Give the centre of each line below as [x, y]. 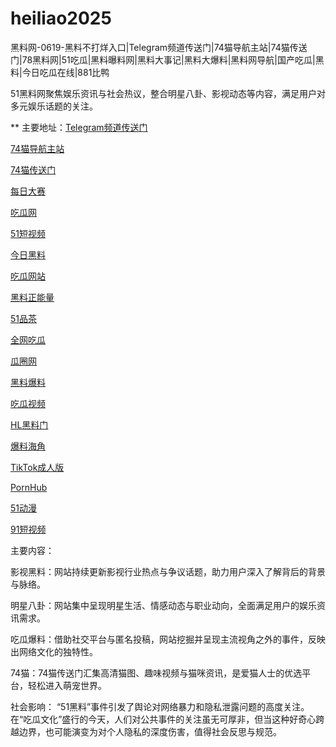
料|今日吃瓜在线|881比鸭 [60, 72]
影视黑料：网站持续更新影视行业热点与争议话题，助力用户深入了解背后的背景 [168, 571]
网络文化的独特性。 [58, 651]
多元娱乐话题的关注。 [54, 106]
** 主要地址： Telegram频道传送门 [79, 127]
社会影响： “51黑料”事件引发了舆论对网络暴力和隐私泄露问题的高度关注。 [160, 706]
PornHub [29, 487]
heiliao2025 [61, 18]
